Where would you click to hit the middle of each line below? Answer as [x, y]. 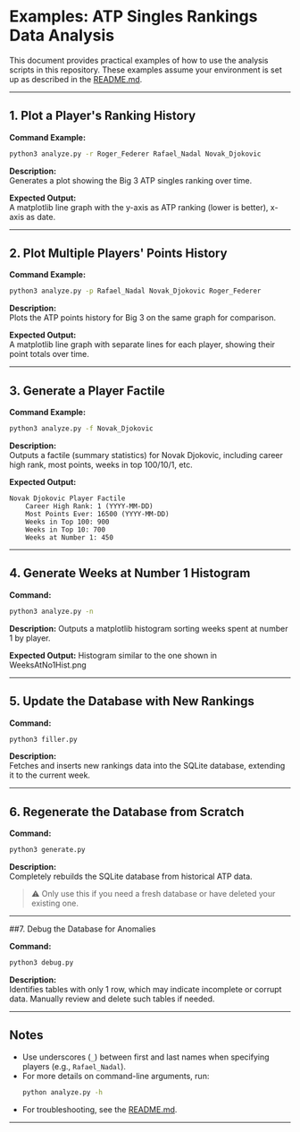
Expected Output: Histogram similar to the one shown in [113, 655]
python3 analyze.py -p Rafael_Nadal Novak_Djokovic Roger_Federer [135, 291]
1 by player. [30, 638]
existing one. [54, 903]
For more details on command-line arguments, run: [116, 1076]
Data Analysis [62, 35]
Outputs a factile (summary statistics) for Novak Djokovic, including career [146, 455]
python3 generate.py [48, 850]
